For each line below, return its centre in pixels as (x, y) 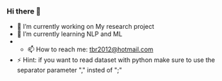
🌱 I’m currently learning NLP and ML (70, 34)
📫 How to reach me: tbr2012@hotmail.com (90, 49)
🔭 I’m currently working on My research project (86, 27)
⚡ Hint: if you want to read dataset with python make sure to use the (116, 60)
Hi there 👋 (24, 11)
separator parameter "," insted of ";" (69, 70)
